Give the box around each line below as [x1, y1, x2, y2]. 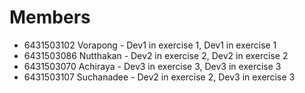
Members [9, 6, 91, 29]
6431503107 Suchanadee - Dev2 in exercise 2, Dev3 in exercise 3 [23, 71, 296, 83]
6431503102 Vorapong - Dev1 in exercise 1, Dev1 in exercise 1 [23, 39, 277, 51]
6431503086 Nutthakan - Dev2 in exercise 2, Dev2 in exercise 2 [23, 49, 289, 61]
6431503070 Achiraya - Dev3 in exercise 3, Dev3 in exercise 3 [23, 60, 282, 72]
